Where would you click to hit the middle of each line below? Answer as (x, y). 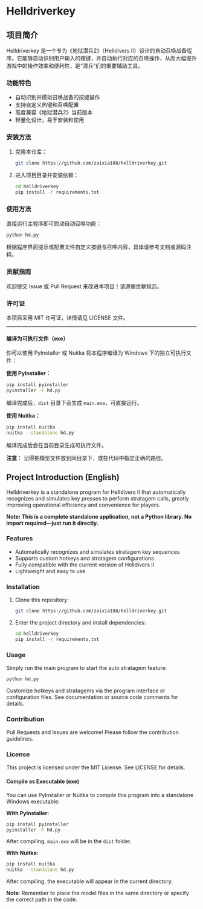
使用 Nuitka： (23, 415)
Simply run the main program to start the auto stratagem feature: (87, 668)
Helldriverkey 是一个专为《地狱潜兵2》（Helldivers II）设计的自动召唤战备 (97, 51)
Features (20, 539)
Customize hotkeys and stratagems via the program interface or (86, 691)
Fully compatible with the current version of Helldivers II (85, 565)
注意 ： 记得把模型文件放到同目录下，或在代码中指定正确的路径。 (86, 458)
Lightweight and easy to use (50, 571)
